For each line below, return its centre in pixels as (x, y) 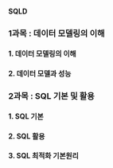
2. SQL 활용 (27, 136)
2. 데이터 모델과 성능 (40, 73)
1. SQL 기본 (26, 116)
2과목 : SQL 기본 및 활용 (52, 96)
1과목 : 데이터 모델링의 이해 (56, 33)
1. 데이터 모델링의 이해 (43, 54)
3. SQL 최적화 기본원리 (44, 156)
